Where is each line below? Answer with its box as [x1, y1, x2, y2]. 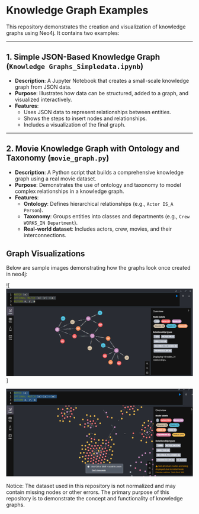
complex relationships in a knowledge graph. [14, 188, 124, 195]
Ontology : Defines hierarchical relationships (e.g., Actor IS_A [23, 200, 174, 207]
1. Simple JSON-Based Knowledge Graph [6, 52, 161, 62]
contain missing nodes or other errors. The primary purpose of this [6, 489, 170, 496]
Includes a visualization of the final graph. [23, 121, 126, 128]
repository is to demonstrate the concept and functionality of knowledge [6, 494, 184, 502]
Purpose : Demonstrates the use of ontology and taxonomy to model [14, 181, 182, 188]
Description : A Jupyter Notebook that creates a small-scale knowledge [14, 77, 190, 84]
